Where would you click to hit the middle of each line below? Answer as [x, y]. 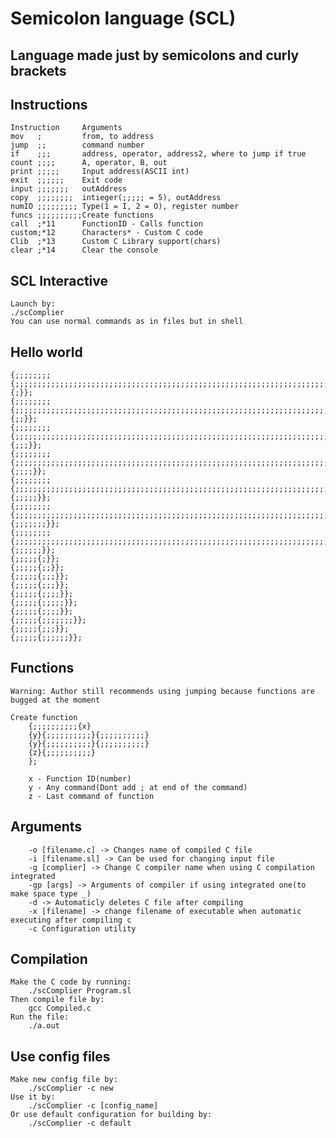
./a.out [44, 1026]
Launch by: [33, 304]
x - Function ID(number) [80, 778]
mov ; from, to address [82, 137]
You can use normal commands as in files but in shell [127, 322]
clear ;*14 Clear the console [84, 250]
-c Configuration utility [82, 928]
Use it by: [33, 1097]
